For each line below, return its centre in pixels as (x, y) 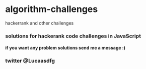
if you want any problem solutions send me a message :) (65, 48)
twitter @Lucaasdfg (30, 61)
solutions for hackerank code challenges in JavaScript (73, 36)
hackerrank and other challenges (40, 23)
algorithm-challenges (52, 9)
